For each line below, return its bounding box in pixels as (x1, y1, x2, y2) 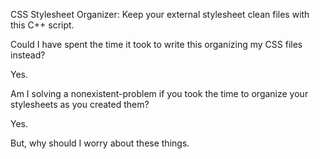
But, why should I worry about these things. (10, 137, 190, 149)
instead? (10, 49, 46, 61)
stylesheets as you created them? (10, 99, 150, 110)
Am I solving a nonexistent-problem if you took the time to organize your (10, 88, 309, 99)
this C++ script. (10, 19, 75, 31)
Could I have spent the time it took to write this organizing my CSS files (10, 39, 303, 50)
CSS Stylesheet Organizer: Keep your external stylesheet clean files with (10, 9, 310, 20)
